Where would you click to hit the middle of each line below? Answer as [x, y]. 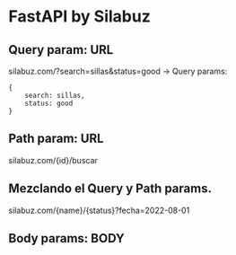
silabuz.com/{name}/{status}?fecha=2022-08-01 [99, 210]
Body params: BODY [66, 238]
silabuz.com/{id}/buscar [53, 160]
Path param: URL [56, 139]
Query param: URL [61, 50]
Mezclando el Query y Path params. [110, 189]
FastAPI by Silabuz [80, 17]
